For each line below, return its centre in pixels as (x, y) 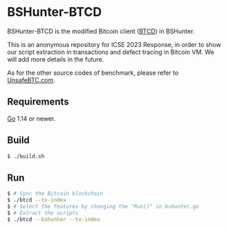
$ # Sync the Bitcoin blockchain (55, 194)
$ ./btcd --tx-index (37, 200)
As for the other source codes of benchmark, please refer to (93, 73)
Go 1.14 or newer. (31, 118)
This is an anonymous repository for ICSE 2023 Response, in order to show (114, 44)
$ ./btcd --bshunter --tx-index (54, 219)
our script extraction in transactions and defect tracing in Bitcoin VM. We (111, 52)
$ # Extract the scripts (43, 213)
